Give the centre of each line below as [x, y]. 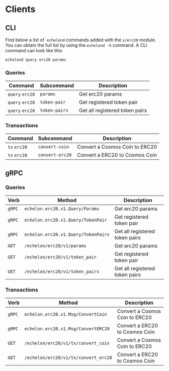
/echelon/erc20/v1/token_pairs [62, 272]
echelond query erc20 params [36, 60]
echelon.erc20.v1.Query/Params [62, 209]
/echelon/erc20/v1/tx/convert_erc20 [68, 358]
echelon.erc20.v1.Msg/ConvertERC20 [67, 329]
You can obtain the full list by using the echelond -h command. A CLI [76, 45]
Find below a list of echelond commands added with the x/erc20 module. [81, 40]
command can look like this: [34, 51]
